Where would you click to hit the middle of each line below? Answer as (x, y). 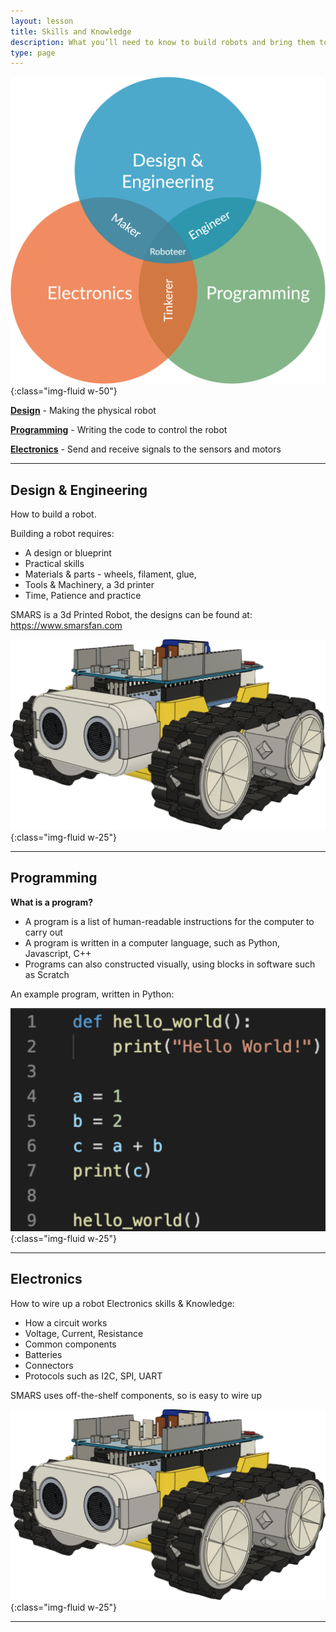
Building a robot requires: (62, 534)
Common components (70, 1344)
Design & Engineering (79, 490)
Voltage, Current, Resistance (84, 1333)
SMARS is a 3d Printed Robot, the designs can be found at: (131, 615)
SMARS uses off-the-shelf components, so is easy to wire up (136, 1395)
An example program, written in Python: (92, 994)
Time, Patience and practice (83, 596)
